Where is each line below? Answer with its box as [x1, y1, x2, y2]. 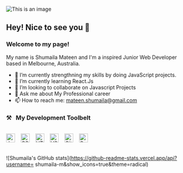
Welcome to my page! [6, 40, 70, 48]
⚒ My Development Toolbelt [6, 114, 91, 122]
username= [6, 161, 34, 168]
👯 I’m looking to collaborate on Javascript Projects [14, 84, 136, 91]
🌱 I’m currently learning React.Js [14, 77, 94, 85]
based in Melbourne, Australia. [6, 59, 80, 67]
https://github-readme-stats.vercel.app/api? [70, 154, 177, 161]
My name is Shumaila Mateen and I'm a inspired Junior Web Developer [6, 54, 177, 61]
